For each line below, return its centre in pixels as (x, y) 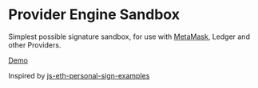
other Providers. (35, 44)
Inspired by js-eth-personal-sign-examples (79, 75)
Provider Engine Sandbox (94, 15)
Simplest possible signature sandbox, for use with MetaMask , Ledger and (129, 36)
